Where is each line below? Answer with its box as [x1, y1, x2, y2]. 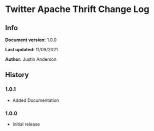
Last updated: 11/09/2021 [5, 47, 58, 52]
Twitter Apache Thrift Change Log [5, 4, 149, 15]
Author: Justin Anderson [5, 56, 56, 62]
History [5, 71, 29, 79]
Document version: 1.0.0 [5, 37, 57, 43]
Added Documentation [12, 97, 59, 103]
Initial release [12, 121, 40, 127]
